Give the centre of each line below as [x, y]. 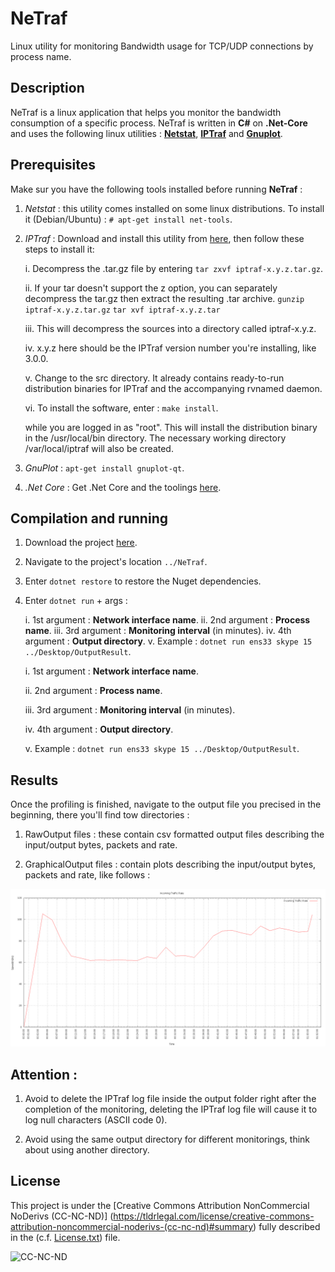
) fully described [287, 1226]
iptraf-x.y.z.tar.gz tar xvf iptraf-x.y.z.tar [122, 310]
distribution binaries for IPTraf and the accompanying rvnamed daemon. [173, 388]
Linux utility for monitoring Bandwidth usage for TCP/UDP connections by [162, 46]
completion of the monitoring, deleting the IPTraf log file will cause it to [171, 1109]
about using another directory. [87, 1150]
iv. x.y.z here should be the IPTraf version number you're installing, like [170, 348]
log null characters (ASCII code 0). [96, 1120]
